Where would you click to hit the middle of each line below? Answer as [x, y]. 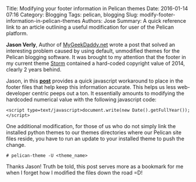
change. [16, 145]
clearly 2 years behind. [34, 69]
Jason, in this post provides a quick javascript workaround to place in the [95, 81]
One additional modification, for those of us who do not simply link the [91, 126]
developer [18, 93]
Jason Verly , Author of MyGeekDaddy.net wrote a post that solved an [91, 44]
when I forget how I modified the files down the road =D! [74, 173]
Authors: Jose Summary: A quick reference [134, 21]
